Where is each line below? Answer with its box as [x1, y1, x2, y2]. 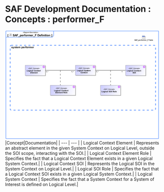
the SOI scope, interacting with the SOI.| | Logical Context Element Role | [5, 150, 152, 156]
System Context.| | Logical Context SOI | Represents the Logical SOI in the [5, 161, 155, 167]
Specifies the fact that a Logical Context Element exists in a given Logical [5, 155, 153, 162]
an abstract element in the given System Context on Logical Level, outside [5, 145, 155, 151]
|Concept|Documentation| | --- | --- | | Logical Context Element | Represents [5, 140, 160, 146]
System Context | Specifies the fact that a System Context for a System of [5, 176, 155, 182]
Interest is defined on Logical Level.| [5, 182, 78, 188]
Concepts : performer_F [5, 14, 105, 25]
